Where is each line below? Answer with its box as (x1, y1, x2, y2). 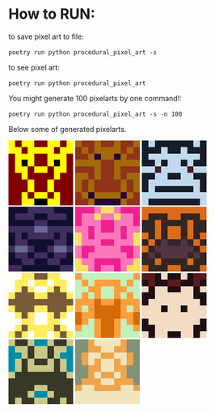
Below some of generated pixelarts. (8, 124, 127, 134)
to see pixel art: (8, 62, 61, 72)
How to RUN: (8, 5, 95, 23)
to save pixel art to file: (8, 32, 85, 41)
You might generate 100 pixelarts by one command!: (8, 93, 182, 103)
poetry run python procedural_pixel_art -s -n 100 (8, 110, 183, 118)
